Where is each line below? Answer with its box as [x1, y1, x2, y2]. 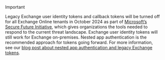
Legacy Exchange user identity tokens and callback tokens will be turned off [5, 14, 160, 19]
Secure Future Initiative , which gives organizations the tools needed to [5, 24, 148, 30]
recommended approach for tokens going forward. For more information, [5, 40, 153, 45]
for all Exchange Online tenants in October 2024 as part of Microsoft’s [5, 19, 147, 24]
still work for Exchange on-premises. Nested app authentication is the [5, 34, 147, 40]
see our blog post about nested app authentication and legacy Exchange [5, 45, 153, 50]
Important [5, 4, 25, 10]
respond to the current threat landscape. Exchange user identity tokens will [5, 29, 158, 35]
